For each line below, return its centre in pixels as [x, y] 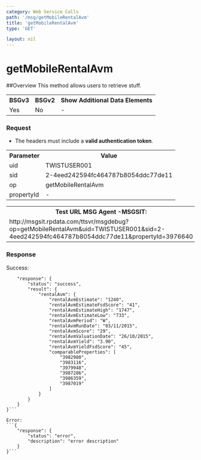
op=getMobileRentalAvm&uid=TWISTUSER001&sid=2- [87, 229]
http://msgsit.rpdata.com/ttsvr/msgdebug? [69, 222]
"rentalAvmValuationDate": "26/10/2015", [101, 336]
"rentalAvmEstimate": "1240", [86, 299]
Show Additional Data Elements [106, 101]
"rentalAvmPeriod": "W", [80, 320]
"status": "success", [55, 284]
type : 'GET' [21, 28]
